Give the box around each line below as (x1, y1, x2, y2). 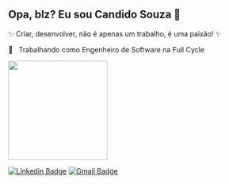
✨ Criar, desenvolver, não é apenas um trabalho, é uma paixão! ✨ (8, 29, 222, 38)
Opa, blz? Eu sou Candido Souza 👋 (8, 8, 181, 21)
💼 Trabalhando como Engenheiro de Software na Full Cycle (8, 44, 204, 54)
